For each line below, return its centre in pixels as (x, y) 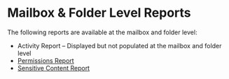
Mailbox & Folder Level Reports (99, 13)
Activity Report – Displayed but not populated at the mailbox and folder (119, 45)
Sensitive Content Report (53, 68)
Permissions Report (46, 60)
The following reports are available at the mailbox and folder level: (102, 32)
